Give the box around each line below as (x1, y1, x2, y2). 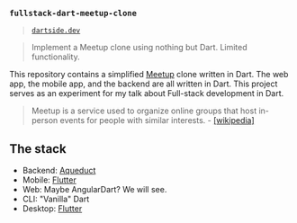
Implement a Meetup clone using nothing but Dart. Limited (31, 42, 247, 53)
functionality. (31, 51, 80, 62)
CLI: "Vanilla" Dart (22, 193, 90, 205)
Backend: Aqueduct (22, 165, 96, 176)
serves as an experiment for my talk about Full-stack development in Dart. (9, 88, 284, 99)
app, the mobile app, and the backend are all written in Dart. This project (9, 78, 278, 89)
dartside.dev (31, 26, 81, 35)
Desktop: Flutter (22, 203, 83, 214)
